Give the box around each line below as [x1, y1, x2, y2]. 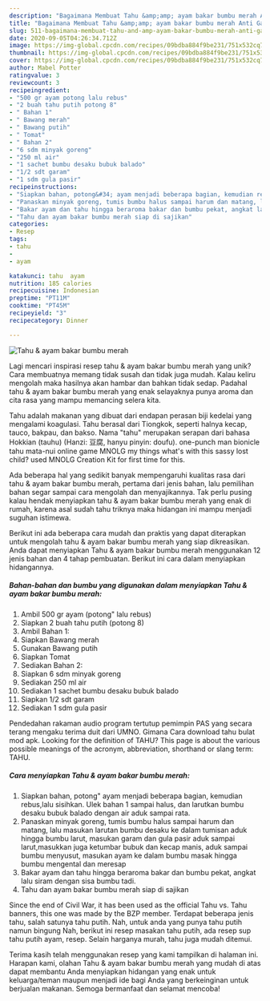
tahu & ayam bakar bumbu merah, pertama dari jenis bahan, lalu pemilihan [9, 478, 255, 488]
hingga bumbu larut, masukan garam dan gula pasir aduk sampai [20, 834, 236, 843]
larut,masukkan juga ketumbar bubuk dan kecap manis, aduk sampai [20, 842, 248, 851]
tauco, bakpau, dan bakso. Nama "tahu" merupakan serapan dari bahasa [9, 428, 251, 437]
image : [9, 42, 31, 50]
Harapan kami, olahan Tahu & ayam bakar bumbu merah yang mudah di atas [9, 958, 261, 967]
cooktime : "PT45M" [9, 302, 71, 310]
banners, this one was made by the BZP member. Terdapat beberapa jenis [9, 908, 254, 918]
